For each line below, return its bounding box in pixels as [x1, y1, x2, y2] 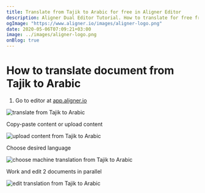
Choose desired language [6, 144, 71, 151]
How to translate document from [6, 64, 174, 78]
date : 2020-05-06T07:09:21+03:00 [6, 26, 92, 32]
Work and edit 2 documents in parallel [6, 167, 102, 175]
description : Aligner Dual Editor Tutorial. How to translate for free [6, 15, 192, 21]
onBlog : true [6, 37, 40, 43]
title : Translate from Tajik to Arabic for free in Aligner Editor [6, 9, 182, 15]
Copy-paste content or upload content [6, 120, 103, 128]
